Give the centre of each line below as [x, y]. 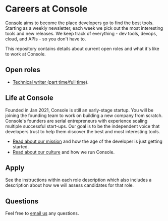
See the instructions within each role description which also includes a [78, 180]
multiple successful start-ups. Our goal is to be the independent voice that [82, 126]
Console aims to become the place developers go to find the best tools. [79, 23]
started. [21, 146]
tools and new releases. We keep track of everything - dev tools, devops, [81, 33]
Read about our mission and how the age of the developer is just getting [88, 141]
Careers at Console [46, 9]
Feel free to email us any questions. [42, 213]
